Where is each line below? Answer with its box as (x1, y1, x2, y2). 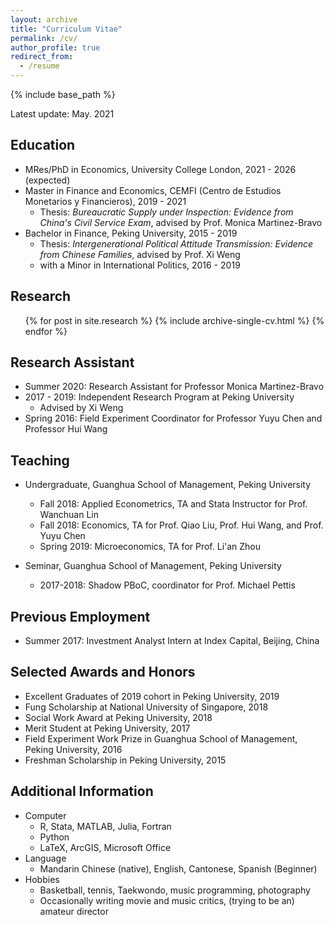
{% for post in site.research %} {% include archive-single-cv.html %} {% (24, 314, 325, 326)
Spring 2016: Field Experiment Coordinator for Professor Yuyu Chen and (24, 412, 323, 425)
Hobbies (24, 873, 60, 885)
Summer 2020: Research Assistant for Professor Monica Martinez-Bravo (24, 381, 325, 393)
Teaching (10, 452, 70, 469)
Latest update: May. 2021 (10, 108, 115, 120)
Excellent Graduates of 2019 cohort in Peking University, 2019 (24, 690, 280, 702)
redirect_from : (10, 52, 74, 62)
